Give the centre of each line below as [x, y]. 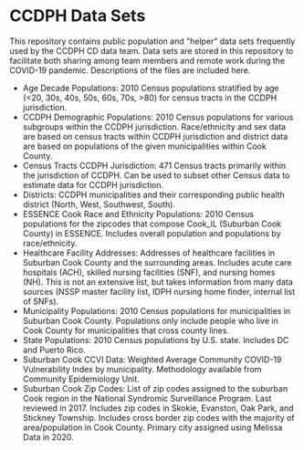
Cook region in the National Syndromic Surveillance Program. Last [147, 398]
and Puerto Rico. [54, 350]
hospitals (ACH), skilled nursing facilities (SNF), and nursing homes [149, 272]
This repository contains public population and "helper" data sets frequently [152, 41]
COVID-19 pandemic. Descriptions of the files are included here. [130, 70]
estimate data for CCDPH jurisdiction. [93, 184]
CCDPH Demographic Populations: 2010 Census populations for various [158, 117]
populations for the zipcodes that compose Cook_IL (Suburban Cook [152, 224]
